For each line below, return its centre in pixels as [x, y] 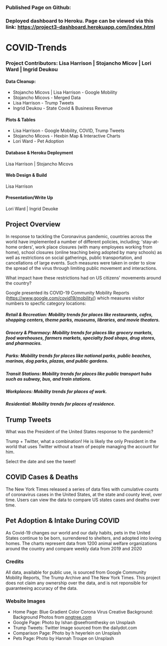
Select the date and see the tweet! [41, 462]
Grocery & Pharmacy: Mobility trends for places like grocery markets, [79, 332]
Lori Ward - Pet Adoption [38, 141]
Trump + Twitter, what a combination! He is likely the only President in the [81, 441]
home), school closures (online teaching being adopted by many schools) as [84, 252]
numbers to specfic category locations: [46, 303]
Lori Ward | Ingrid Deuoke [32, 209]
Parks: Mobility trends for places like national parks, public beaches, [79, 356]
